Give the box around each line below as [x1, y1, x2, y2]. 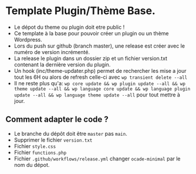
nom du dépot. [13, 161, 50, 168]
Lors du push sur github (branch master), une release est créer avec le [13, 42, 185, 49]
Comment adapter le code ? [5, 115, 109, 125]
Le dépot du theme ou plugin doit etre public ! [13, 24, 125, 31]
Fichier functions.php [13, 149, 67, 156]
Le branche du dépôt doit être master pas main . [13, 130, 127, 137]
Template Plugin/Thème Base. [5, 4, 156, 18]
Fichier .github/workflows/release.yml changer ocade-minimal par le [13, 155, 181, 162]
